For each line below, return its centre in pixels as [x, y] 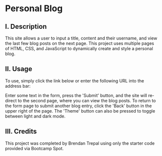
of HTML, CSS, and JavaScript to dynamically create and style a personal [79, 49]
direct [11, 100]
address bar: [18, 86]
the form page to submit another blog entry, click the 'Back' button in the [79, 106]
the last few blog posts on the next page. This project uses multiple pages [80, 43]
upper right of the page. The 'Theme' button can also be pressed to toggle [80, 111]
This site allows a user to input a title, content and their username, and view [81, 38]
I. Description [26, 27]
